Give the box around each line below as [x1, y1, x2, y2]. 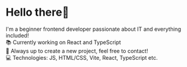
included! [5, 31, 29, 39]
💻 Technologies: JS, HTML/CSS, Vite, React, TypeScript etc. [5, 54, 158, 61]
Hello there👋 [5, 5, 69, 19]
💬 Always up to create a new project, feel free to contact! [5, 47, 148, 54]
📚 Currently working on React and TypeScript [5, 39, 121, 46]
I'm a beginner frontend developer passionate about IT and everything [5, 25, 182, 33]
